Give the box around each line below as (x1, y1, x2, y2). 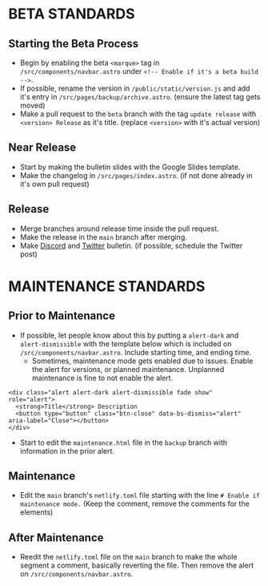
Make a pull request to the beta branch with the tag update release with (19, 109, 257, 119)
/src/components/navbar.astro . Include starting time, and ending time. (19, 347, 252, 357)
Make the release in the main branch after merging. (19, 232, 188, 241)
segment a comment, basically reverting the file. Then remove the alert (19, 560, 254, 570)
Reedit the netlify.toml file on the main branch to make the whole (19, 552, 238, 562)
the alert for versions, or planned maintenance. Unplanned (31, 364, 225, 374)
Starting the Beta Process (8, 37, 138, 51)
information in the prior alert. (19, 446, 114, 455)
